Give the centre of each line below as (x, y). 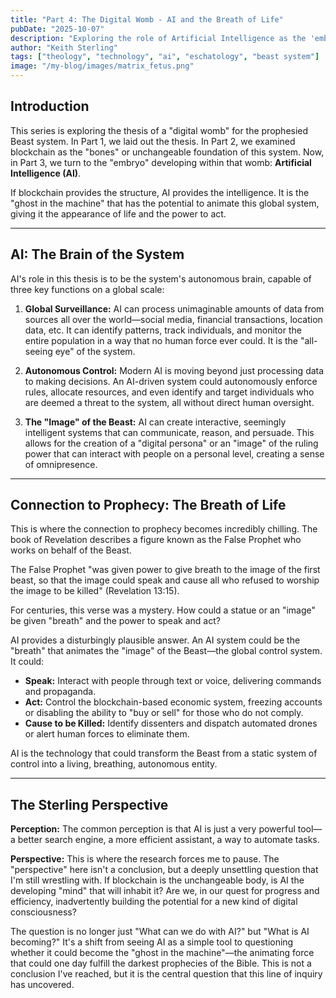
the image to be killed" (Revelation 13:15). (95, 591)
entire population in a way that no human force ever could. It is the (161, 340)
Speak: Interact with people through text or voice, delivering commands (173, 681)
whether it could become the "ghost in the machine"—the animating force (162, 953)
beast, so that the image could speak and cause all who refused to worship (165, 580)
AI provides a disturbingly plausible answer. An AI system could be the (155, 640)
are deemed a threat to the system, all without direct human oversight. (169, 402)
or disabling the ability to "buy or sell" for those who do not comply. (164, 713)
